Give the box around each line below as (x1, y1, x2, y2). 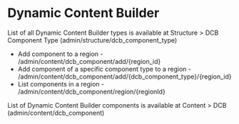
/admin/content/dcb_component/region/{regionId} (17, 87, 166, 96)
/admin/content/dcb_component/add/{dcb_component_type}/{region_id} (17, 72, 232, 81)
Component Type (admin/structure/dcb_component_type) (7, 35, 178, 44)
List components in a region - (17, 79, 105, 88)
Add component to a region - (17, 50, 103, 58)
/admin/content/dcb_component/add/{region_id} (17, 57, 161, 65)
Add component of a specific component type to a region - (17, 64, 191, 73)
